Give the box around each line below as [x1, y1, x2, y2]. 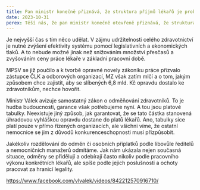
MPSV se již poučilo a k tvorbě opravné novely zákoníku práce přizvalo [6, 67, 180, 74]
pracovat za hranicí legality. [6, 166, 74, 173]
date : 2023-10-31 [6, 14, 49, 20]
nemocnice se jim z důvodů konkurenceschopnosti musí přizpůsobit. [6, 129, 175, 136]
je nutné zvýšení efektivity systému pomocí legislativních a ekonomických [6, 42, 187, 49]
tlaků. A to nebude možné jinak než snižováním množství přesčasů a [6, 49, 174, 56]
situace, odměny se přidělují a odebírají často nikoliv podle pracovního [6, 153, 179, 160]
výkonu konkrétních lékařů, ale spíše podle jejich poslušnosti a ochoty [6, 159, 178, 167]
